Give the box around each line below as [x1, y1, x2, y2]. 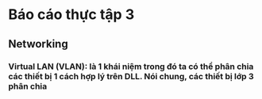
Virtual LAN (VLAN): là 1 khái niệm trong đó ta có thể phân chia [8, 61, 254, 72]
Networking [8, 37, 69, 51]
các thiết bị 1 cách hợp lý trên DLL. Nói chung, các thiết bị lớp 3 [8, 70, 254, 82]
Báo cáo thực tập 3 [8, 6, 135, 24]
